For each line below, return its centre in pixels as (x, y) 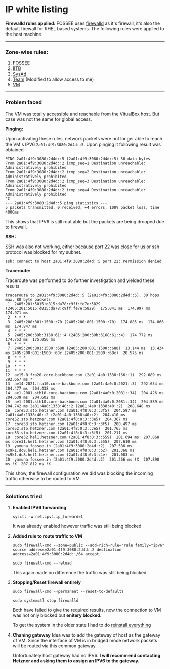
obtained (14, 149)
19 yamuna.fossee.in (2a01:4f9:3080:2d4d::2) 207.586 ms (69, 446)
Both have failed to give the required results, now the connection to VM (87, 610)
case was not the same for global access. (49, 119)
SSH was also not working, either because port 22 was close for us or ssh (82, 247)
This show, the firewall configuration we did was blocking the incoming (79, 473)
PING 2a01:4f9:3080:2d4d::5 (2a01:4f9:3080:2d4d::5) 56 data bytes (78, 159)
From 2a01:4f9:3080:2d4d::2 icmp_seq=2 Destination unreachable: (75, 172)
